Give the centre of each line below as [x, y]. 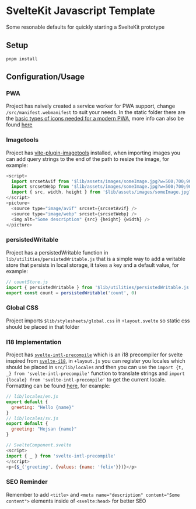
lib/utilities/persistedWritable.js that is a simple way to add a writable [96, 259]
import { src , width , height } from [56, 192]
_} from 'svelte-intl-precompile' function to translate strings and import [95, 373]
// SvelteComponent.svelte [39, 445]
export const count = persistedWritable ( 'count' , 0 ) [71, 293]
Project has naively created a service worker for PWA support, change [91, 106]
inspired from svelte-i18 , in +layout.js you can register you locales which [96, 361]
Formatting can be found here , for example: [58, 386]
